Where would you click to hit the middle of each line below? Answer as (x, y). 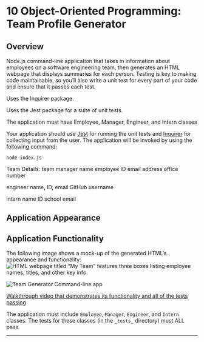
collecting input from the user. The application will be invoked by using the (99, 140)
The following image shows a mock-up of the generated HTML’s (87, 253)
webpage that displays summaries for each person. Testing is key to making (101, 74)
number (16, 175)
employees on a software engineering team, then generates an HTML (93, 67)
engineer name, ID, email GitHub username (60, 187)
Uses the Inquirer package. (40, 99)
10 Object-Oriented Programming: (94, 11)
